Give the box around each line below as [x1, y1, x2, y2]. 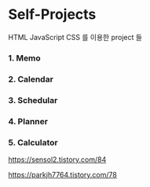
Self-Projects [8, 5, 97, 24]
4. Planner [8, 115, 49, 126]
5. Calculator [8, 137, 58, 148]
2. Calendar [8, 73, 53, 84]
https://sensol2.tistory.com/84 [8, 155, 107, 164]
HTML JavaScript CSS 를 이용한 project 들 [8, 32, 143, 42]
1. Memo [8, 53, 41, 64]
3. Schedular [8, 94, 58, 105]
